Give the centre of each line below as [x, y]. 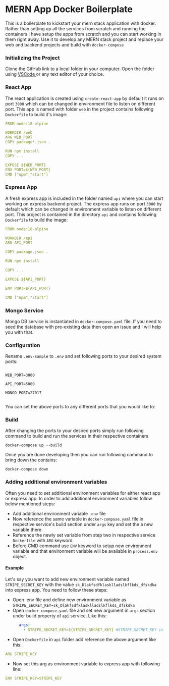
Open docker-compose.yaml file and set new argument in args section [84, 610]
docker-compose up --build [34, 445]
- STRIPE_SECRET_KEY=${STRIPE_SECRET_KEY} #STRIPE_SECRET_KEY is [94, 629]
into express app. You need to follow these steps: [57, 590]
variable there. [27, 530]
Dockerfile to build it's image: [36, 114]
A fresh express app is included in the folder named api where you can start [84, 198]
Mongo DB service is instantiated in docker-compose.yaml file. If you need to [84, 321]
